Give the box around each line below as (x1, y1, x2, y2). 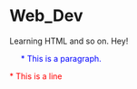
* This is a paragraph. (21, 53, 102, 64)
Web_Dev (9, 5, 83, 26)
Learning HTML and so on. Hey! (9, 35, 129, 46)
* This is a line (9, 70, 63, 82)
